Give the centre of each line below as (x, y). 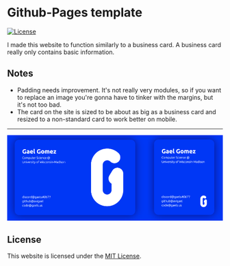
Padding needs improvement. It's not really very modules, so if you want (119, 90)
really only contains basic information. (61, 52)
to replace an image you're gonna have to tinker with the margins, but (115, 97)
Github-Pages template (75, 13)
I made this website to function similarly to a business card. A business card (114, 44)
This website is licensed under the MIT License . (74, 256)
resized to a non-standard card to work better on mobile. (97, 119)
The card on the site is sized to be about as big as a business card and (117, 111)
